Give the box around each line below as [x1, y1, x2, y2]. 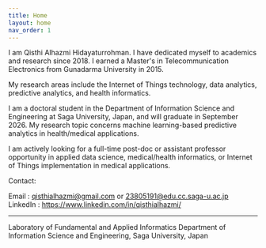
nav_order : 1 [8, 26, 51, 34]
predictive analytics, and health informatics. [8, 88, 151, 98]
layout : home [8, 19, 51, 27]
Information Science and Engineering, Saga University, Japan [8, 231, 208, 241]
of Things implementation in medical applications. [8, 161, 171, 171]
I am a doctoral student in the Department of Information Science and [8, 103, 235, 113]
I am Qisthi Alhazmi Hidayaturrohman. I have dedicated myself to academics [8, 48, 257, 58]
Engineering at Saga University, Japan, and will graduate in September [8, 112, 239, 122]
